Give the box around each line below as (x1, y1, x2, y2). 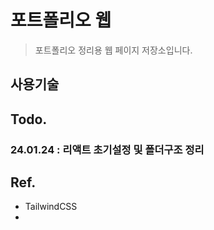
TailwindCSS (24, 201, 78, 213)
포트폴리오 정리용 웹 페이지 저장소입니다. (34, 44, 193, 56)
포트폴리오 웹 (10, 9, 112, 32)
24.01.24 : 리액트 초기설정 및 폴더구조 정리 (10, 142, 205, 156)
